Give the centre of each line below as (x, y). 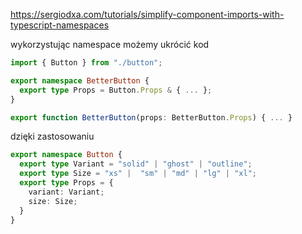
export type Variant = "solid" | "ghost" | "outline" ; (136, 164)
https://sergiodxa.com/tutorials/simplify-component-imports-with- (147, 14)
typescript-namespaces (60, 25)
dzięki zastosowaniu (52, 136)
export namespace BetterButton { (80, 80)
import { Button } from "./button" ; (86, 63)
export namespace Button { (66, 155)
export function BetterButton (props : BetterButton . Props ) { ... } (151, 117)
